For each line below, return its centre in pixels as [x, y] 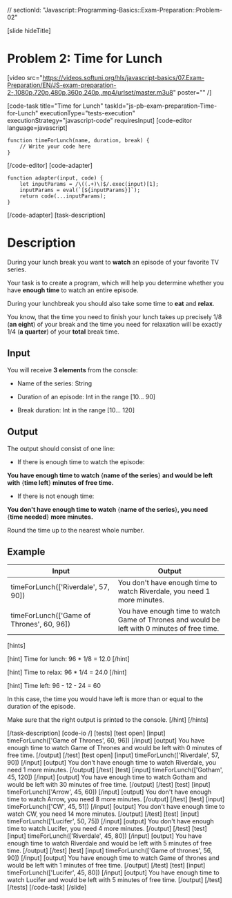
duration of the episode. [41, 707]
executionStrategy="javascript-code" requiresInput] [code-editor [100, 120]
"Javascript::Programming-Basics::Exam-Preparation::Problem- [133, 10]
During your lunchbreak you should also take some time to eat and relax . [111, 303]
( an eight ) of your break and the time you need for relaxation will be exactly [115, 324]
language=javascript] [37, 128]
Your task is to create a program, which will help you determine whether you [116, 283]
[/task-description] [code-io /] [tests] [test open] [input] [86, 733]
